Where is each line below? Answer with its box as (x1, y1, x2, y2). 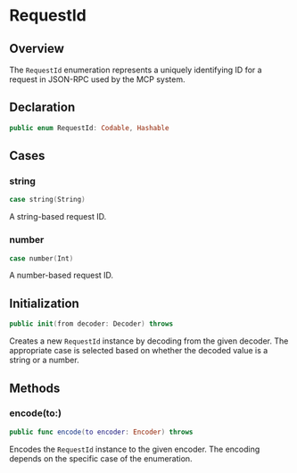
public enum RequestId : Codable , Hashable (9, 123, 169, 132)
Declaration (9, 100, 76, 115)
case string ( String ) (9, 195, 87, 204)
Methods (9, 380, 61, 395)
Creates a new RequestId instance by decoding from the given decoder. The (9, 336, 289, 346)
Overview (9, 41, 65, 56)
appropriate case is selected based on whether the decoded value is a (9, 345, 268, 356)
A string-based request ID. (9, 212, 107, 222)
